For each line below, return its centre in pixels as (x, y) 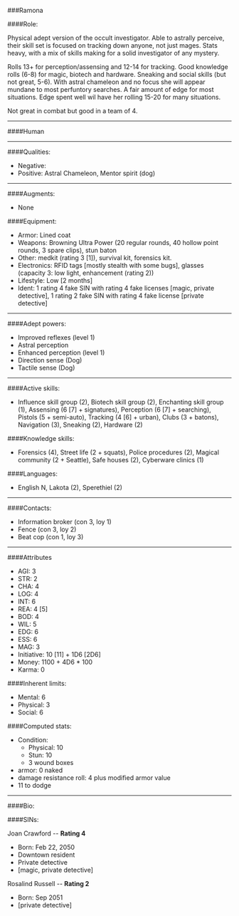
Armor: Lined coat (44, 235)
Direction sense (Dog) (50, 360)
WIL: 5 (27, 624)
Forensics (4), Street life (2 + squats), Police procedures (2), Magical (118, 452)
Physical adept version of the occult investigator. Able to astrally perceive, (116, 38)
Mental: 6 (32, 697)
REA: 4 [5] (33, 609)
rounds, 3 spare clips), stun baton (67, 250)
